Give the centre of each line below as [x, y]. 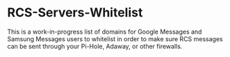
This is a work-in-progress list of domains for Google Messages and [105, 32]
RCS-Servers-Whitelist [75, 13]
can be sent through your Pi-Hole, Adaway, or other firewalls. [95, 46]
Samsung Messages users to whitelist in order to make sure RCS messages [115, 38]
